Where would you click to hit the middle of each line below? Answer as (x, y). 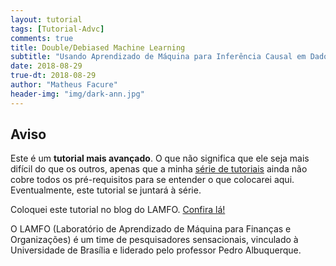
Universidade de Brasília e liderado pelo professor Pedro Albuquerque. (156, 250)
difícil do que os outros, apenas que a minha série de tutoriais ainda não (159, 169)
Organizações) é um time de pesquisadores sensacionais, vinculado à (154, 240)
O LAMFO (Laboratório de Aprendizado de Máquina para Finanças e (151, 229)
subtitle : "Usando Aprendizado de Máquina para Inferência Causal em (158, 57)
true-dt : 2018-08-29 (53, 76)
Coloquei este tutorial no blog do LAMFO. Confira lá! (118, 210)
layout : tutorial (46, 19)
